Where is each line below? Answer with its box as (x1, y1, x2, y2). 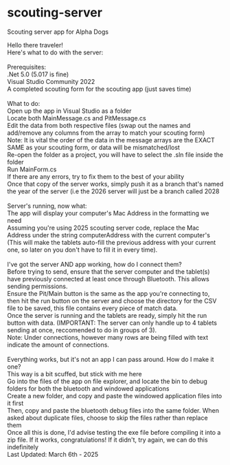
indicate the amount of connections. (7, 340, 110, 349)
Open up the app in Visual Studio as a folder (7, 107, 132, 115)
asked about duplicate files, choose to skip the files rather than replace (7, 413, 208, 422)
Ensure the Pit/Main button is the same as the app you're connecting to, (7, 289, 210, 297)
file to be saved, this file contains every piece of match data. (7, 304, 179, 312)
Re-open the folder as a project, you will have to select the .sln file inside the (7, 150, 224, 159)
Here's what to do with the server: (7, 48, 104, 56)
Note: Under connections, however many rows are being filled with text (7, 333, 209, 341)
